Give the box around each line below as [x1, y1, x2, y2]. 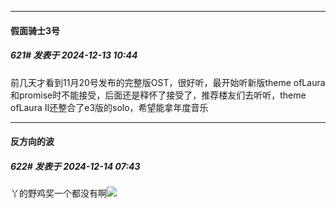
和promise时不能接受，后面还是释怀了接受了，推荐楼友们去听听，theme [10, 89, 307, 101]
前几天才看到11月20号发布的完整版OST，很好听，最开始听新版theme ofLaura [10, 76, 326, 88]
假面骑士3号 [10, 24, 61, 36]
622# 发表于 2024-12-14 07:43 [10, 160, 141, 172]
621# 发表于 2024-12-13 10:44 [10, 49, 138, 61]
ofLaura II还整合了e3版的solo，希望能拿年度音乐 [10, 101, 209, 113]
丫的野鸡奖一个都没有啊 [10, 187, 107, 200]
